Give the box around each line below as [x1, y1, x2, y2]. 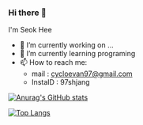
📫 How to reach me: [19, 58, 88, 67]
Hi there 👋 [8, 7, 47, 18]
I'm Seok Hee [8, 25, 53, 35]
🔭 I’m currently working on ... [19, 40, 114, 50]
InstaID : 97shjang [31, 78, 90, 87]
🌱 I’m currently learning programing [19, 49, 136, 59]
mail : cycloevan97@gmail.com [31, 69, 133, 78]
